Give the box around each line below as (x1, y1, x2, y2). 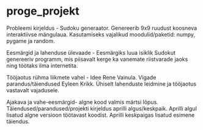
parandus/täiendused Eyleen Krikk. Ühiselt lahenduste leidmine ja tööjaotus (6, 80, 197, 87)
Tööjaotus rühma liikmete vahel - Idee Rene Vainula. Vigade (6, 74, 157, 81)
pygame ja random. (6, 37, 55, 44)
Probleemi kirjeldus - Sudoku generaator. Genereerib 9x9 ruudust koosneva (6, 24, 197, 32)
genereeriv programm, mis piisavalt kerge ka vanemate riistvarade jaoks (6, 55, 188, 63)
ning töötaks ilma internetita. (6, 62, 78, 69)
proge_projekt (6, 4, 79, 18)
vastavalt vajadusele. (6, 86, 60, 94)
